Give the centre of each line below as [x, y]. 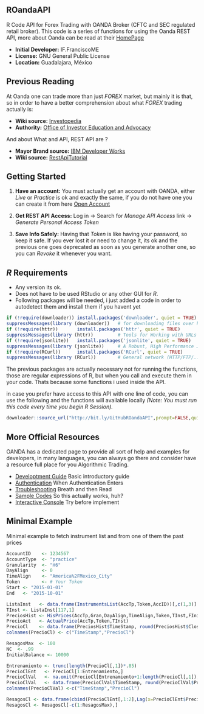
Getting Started [36, 177]
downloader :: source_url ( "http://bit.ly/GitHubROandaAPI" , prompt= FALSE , [99, 418]
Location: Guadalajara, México [54, 62]
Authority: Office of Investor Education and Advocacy [83, 127]
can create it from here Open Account [63, 204]
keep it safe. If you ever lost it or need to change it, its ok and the [96, 240]
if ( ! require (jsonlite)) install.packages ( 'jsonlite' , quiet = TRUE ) [99, 340]
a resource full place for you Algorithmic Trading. [68, 464]
